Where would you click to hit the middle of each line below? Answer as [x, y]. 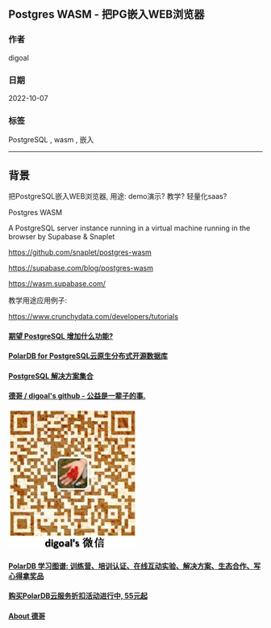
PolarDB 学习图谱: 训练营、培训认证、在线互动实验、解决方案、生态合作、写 [135, 566]
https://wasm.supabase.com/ [57, 284]
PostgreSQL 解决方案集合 [51, 376]
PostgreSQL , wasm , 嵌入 [51, 140]
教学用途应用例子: [38, 301]
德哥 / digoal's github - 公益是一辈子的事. [77, 396]
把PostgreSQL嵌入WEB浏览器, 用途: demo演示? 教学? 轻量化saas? [118, 196]
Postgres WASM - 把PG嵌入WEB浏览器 [106, 15]
